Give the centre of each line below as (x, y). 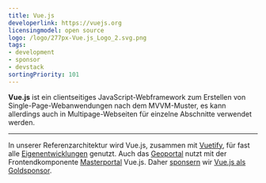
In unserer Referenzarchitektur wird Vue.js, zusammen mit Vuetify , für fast (129, 145)
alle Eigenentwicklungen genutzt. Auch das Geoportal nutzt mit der (118, 153)
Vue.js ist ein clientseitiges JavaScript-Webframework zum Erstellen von (127, 97)
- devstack (26, 67)
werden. (22, 122)
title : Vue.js (32, 15)
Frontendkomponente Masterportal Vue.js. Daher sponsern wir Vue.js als (127, 162)
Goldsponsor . (30, 170)
